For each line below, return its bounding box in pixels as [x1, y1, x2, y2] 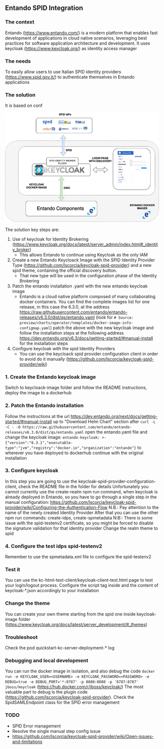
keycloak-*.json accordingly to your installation [5, 588, 99, 594]
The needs [5, 57, 31, 64]
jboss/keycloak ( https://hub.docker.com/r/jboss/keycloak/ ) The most [5, 684, 144, 690]
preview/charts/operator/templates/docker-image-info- [19, 320, 133, 325]
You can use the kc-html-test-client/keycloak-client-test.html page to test [5, 577, 153, 583]
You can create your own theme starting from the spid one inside [5, 611, 136, 617]
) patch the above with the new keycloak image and [50, 325, 154, 331]
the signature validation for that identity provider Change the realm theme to [5, 525, 158, 531]
